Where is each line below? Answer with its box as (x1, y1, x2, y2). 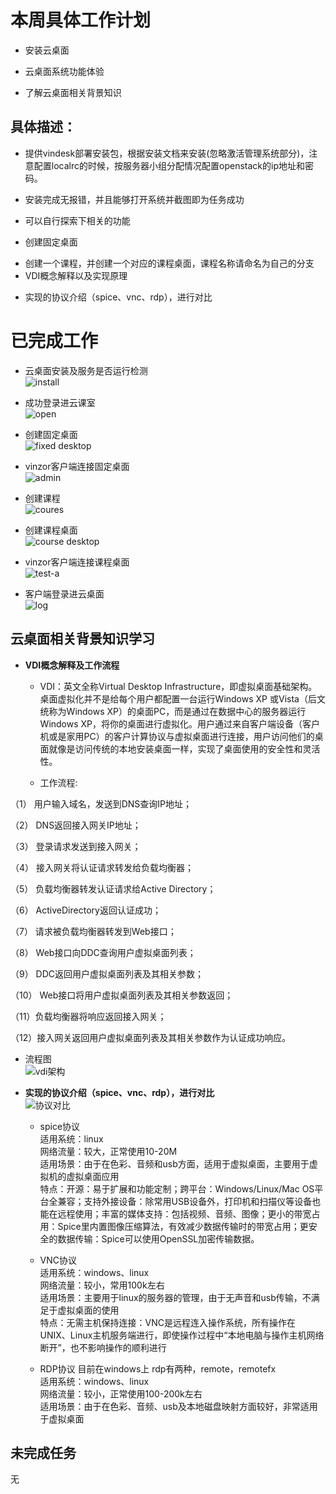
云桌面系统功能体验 (24, 65, 105, 77)
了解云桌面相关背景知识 (24, 86, 122, 98)
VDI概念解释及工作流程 (24, 659, 120, 671)
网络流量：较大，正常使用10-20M (39, 1145, 178, 1157)
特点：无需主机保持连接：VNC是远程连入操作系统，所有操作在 (39, 1316, 297, 1328)
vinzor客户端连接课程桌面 (24, 556, 130, 568)
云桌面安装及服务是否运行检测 (24, 364, 148, 376)
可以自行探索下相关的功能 (24, 214, 131, 226)
